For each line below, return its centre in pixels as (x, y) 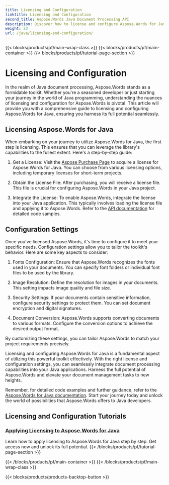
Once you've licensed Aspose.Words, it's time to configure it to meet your (82, 241)
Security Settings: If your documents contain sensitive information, (81, 298)
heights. (14, 380)
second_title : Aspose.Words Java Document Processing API (67, 19)
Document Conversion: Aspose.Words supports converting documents (86, 318)
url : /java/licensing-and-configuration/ (49, 33)
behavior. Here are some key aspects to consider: (57, 252)
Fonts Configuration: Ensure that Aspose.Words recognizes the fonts (83, 262)
